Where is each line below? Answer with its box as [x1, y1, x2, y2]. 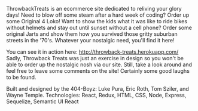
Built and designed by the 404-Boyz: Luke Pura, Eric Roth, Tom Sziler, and [6, 85, 190, 92]
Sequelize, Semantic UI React [6, 98, 79, 105]
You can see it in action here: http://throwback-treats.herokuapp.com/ [6, 48, 179, 55]
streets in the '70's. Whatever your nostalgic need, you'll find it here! [6, 37, 175, 44]
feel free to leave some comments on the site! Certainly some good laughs [6, 67, 190, 74]
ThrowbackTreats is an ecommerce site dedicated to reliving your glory [6, 5, 182, 12]
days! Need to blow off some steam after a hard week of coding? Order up [6, 11, 190, 18]
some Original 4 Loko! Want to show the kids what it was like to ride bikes [6, 18, 187, 24]
